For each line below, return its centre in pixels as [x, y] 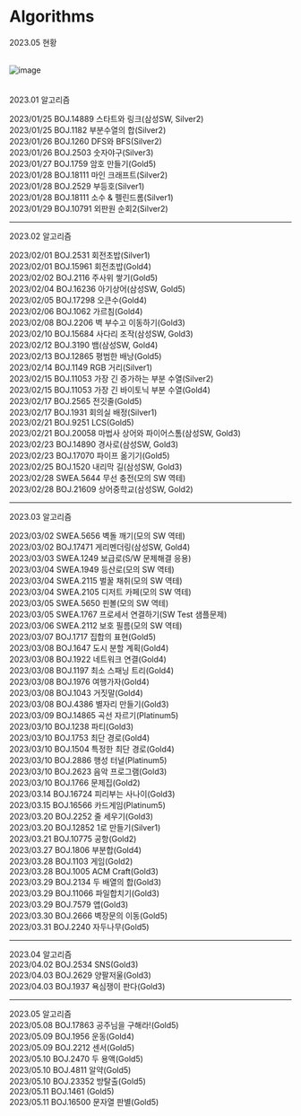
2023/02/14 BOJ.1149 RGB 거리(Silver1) [81, 367]
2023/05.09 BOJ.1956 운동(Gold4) [72, 1036]
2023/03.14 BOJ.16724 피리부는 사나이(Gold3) [92, 794]
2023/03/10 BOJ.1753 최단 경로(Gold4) [80, 737]
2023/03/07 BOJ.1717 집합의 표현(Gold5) [83, 637]
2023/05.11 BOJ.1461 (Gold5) [62, 1091]
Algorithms [52, 17]
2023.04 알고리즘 [41, 954]
